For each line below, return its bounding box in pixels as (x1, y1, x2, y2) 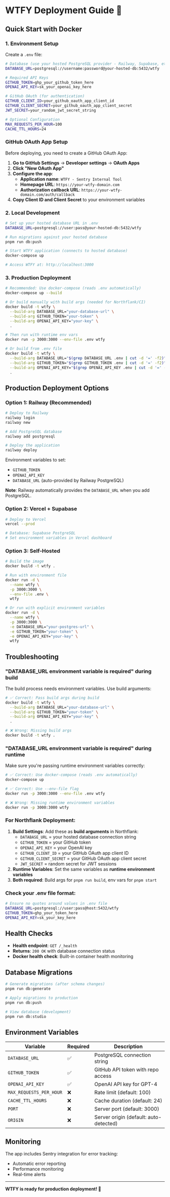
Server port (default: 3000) (94, 1105, 159, 1112)
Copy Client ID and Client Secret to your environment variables (12, 196, 145, 202)
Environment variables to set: (5, 457, 66, 463)
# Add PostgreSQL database (5, 429, 62, 434)
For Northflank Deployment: (5, 817, 76, 824)
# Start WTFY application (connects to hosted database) (5, 248, 128, 253)
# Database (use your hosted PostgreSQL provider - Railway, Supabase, (5, 61, 159, 66)
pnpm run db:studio (5, 1014, 47, 1019)
